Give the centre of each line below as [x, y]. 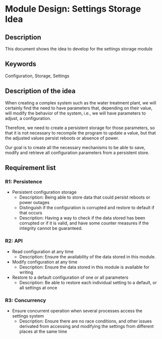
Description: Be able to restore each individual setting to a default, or [88, 282]
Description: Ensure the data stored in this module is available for [84, 267]
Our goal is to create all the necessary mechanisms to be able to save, [75, 147]
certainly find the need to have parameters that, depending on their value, [79, 108]
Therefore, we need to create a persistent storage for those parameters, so [80, 128]
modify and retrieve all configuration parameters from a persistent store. [77, 153]
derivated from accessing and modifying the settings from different [86, 326]
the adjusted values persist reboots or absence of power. [62, 138]
